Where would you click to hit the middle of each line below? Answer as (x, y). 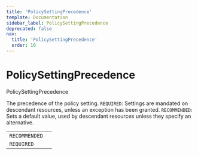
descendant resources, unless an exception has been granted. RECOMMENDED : (99, 109)
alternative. (20, 122)
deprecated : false (29, 29)
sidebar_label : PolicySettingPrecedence (57, 23)
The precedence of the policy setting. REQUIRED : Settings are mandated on (97, 103)
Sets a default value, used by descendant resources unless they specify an (99, 116)
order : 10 (24, 46)
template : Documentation (37, 17)
